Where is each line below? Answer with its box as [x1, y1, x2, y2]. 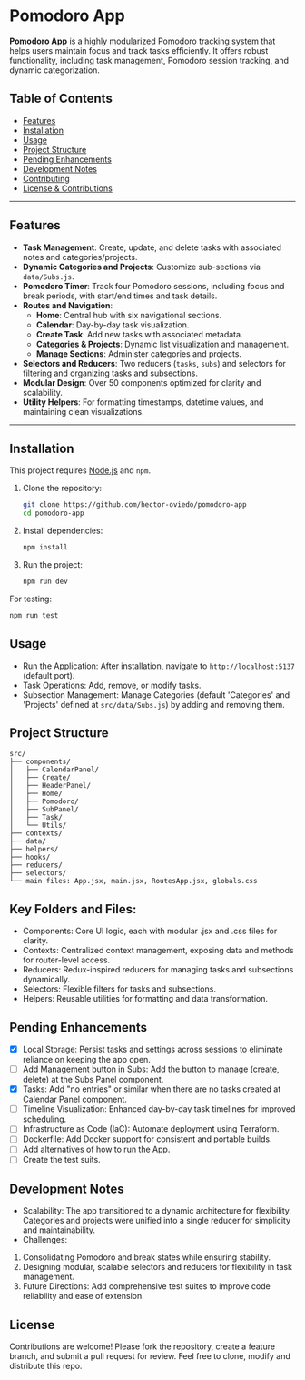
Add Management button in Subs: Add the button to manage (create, [22, 1063, 280, 1074]
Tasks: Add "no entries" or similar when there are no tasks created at [22, 1083, 281, 1094]
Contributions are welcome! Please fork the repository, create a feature [9, 1341, 275, 1352]
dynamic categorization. [9, 65, 100, 76]
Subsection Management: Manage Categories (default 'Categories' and [22, 689, 290, 700]
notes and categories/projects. [22, 251, 138, 262]
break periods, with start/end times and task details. [22, 290, 218, 301]
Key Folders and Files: [9, 902, 137, 917]
